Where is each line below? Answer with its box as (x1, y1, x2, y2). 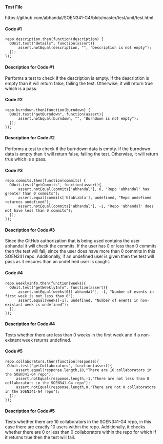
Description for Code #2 (5, 135, 55, 141)
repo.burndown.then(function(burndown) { (5, 108, 91, 112)
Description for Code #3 (5, 227, 55, 233)
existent (5, 337, 21, 343)
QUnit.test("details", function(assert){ (9, 41, 95, 46)
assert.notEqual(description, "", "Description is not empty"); (18, 45, 152, 50)
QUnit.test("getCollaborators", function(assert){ (7, 363, 112, 369)
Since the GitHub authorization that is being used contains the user (5, 238, 140, 244)
